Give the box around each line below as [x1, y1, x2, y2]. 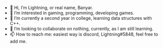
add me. [9, 39, 27, 44]
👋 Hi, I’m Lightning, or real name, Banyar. [9, 5, 93, 10]
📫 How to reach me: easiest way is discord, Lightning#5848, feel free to [9, 31, 159, 37]
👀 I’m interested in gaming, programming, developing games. [9, 10, 135, 16]
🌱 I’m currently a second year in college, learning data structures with [9, 15, 152, 21]
